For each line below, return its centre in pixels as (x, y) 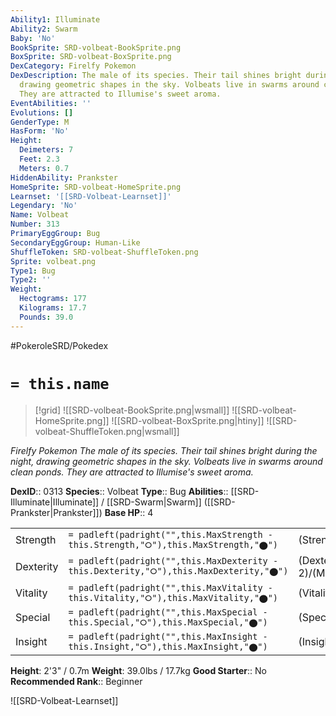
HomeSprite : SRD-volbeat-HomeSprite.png (96, 187)
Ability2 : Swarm (44, 29)
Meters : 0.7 (44, 168)
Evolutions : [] (42, 112)
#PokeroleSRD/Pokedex (59, 345)
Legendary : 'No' (44, 206)
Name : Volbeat (40, 215)
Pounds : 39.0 (46, 317)
